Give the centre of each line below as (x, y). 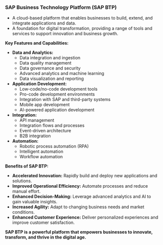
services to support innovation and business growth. (65, 34)
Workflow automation (41, 157)
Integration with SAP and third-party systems (65, 99)
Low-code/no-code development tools (58, 89)
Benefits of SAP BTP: (27, 166)
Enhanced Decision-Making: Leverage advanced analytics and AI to (81, 196)
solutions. (22, 181)
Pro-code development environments (57, 94)
